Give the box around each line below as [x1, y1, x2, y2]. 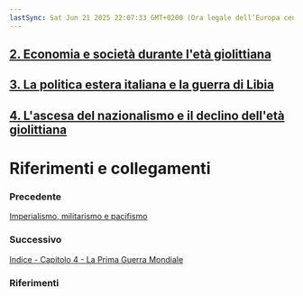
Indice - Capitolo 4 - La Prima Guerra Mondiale [9, 254, 184, 264]
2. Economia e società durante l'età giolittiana [9, 47, 272, 62]
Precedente [9, 190, 61, 203]
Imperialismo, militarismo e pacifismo [9, 211, 148, 222]
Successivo [9, 234, 62, 246]
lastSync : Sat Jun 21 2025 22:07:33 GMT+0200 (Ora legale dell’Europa [9, 13, 280, 23]
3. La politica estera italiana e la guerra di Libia [9, 78, 275, 93]
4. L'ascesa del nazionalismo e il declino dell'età [9, 107, 285, 123]
